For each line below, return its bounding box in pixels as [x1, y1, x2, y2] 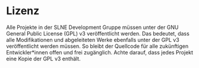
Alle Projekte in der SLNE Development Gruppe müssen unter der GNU [6, 24, 179, 31]
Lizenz [6, 4, 40, 18]
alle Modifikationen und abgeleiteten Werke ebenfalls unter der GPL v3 [6, 36, 179, 43]
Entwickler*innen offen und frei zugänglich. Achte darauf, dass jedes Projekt [6, 48, 194, 56]
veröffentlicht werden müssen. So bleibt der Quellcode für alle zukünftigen [6, 43, 189, 50]
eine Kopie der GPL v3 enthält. [6, 55, 81, 62]
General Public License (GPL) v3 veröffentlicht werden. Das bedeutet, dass [6, 30, 190, 37]
